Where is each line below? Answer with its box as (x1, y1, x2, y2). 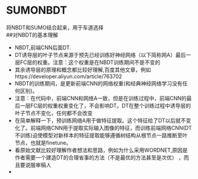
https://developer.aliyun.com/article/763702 (14, 72, 122, 80)
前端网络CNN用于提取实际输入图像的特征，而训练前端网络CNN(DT (30, 124, 192, 131)
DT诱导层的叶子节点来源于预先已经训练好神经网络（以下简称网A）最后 (14, 51, 186, 58)
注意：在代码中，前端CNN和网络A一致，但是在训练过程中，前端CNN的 (14, 94, 187, 101)
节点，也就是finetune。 (14, 139, 72, 146)
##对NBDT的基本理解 (6, 31, 59, 39)
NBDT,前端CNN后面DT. (14, 44, 72, 51)
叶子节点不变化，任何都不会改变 (14, 109, 93, 116)
